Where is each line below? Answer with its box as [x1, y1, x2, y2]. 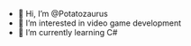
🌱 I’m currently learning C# [17, 27, 118, 37]
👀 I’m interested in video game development [17, 18, 182, 28]
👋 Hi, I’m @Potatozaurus [17, 9, 108, 19]
